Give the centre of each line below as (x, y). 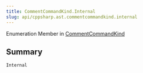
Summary (24, 52)
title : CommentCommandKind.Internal (51, 11)
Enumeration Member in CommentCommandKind (65, 33)
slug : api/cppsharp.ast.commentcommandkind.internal (72, 17)
